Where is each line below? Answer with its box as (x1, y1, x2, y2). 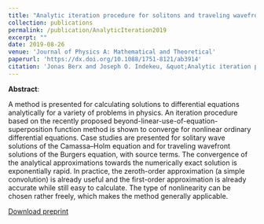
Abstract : (8, 84, 40, 94)
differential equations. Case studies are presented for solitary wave (8, 133, 225, 142)
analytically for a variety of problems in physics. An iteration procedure (8, 108, 238, 117)
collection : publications (8, 19, 93, 27)
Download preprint (8, 206, 69, 216)
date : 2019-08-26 (8, 41, 65, 49)
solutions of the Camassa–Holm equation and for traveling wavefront (8, 141, 230, 150)
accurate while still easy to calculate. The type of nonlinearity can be (8, 182, 231, 193)
